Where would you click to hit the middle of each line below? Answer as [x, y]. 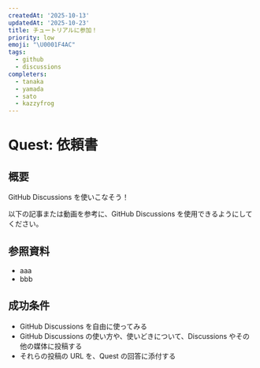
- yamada [30, 89]
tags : [17, 52]
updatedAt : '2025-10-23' [49, 23]
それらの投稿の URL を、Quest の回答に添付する [98, 355]
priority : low [32, 38]
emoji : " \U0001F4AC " [42, 45]
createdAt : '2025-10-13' [49, 15]
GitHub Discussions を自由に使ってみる [84, 326]
